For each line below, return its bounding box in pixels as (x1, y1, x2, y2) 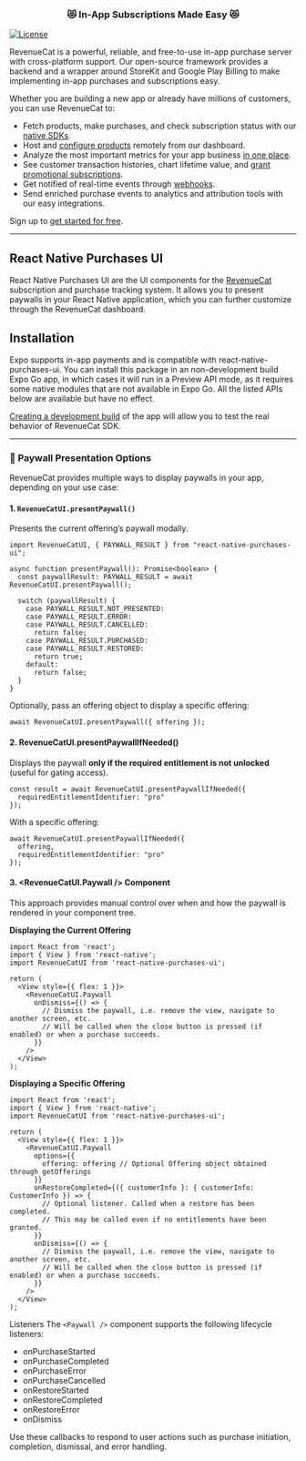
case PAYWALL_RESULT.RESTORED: (25, 644, 145, 654)
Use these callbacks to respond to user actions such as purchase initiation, (9, 1431, 291, 1442)
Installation (9, 330, 75, 345)
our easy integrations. (22, 198, 106, 209)
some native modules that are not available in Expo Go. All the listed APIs (9, 383, 283, 394)
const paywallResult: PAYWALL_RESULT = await (17, 573, 194, 582)
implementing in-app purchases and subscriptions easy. (9, 76, 220, 87)
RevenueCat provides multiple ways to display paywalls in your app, (9, 473, 264, 484)
